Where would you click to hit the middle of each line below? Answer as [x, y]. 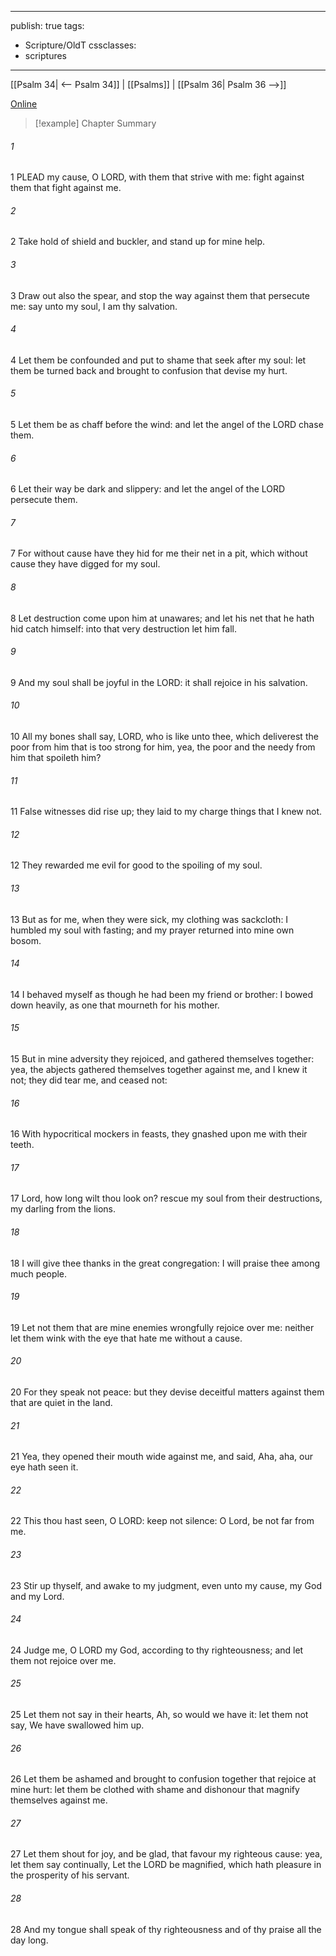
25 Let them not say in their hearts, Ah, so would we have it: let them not [159, 1715]
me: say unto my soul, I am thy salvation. [94, 306]
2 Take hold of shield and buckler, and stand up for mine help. [138, 242]
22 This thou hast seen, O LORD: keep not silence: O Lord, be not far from [162, 1521]
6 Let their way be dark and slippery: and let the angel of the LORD [148, 489]
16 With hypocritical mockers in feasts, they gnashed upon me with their [159, 1134]
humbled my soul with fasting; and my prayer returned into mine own [152, 930]
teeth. [22, 1145]
